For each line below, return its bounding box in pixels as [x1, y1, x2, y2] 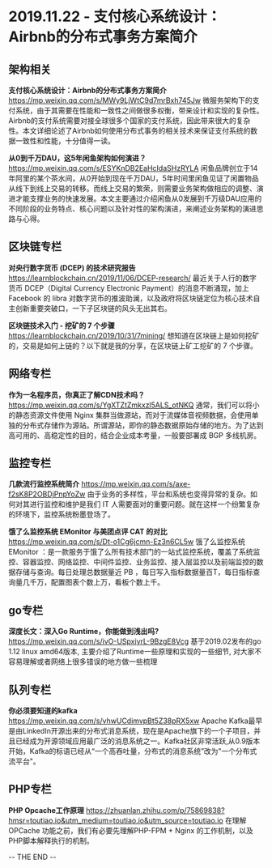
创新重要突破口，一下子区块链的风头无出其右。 [15, 303, 172, 313]
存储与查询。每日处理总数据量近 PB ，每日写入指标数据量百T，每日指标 [15, 568, 253, 577]
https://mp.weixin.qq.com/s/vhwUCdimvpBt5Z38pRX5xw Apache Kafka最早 [8, 716, 263, 725]
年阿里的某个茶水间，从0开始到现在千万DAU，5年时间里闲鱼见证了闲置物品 [8, 173, 259, 183]
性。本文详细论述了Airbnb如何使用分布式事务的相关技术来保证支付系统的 [8, 126, 251, 135]
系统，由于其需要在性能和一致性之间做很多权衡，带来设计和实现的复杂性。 [15, 106, 264, 115]
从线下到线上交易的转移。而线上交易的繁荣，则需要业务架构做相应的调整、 [8, 184, 257, 193]
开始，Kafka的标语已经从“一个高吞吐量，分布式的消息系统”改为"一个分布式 [8, 747, 257, 756]
